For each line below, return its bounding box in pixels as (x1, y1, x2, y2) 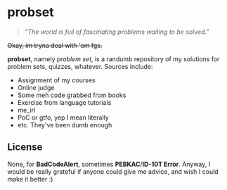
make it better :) (7, 175, 53, 183)
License (7, 141, 43, 153)
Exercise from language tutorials (17, 98, 112, 106)
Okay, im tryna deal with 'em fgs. (7, 41, 103, 49)
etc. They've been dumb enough (17, 120, 112, 129)
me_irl (17, 106, 36, 114)
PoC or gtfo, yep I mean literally (17, 113, 109, 122)
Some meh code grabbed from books (17, 91, 127, 99)
